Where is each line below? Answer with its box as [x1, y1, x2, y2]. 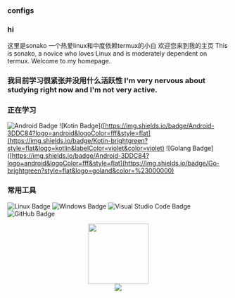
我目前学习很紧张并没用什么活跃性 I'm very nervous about [7, 76, 206, 86]
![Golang [166, 144, 191, 153]
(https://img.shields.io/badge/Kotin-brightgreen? [7, 137, 148, 145]
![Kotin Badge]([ [59, 122, 106, 130]
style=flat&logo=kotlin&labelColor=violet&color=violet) [7, 144, 165, 153]
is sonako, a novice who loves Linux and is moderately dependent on [7, 49, 208, 58]
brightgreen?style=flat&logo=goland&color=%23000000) [7, 166, 174, 175]
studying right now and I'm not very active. [7, 85, 158, 95]
